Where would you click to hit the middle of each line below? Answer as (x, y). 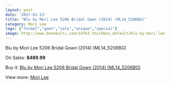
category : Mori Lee (26, 24)
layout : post (19, 10)
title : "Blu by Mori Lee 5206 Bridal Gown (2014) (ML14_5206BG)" (76, 19)
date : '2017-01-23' (26, 15)
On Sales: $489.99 (25, 58)
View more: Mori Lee (27, 77)
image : (12, 33)
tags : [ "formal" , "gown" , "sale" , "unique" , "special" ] (61, 29)
